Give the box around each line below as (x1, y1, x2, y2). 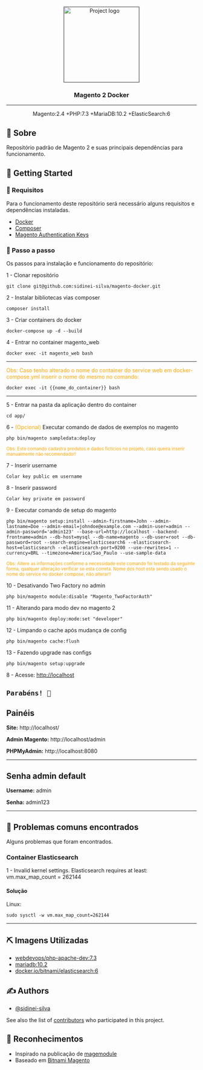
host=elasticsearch (6, 545, 56, 551)
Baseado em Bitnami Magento (14, 1056, 90, 1064)
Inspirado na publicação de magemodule (14, 1050, 117, 1057)
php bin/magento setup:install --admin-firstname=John (6, 518, 147, 524)
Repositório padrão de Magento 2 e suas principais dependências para (6, 144, 183, 152)
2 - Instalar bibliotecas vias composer (6, 294, 100, 301)
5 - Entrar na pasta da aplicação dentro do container (6, 401, 137, 409)
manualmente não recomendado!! (6, 451, 77, 458)
